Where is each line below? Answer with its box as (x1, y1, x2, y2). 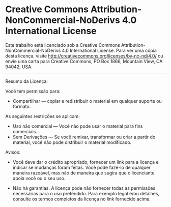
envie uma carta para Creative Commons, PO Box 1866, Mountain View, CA (5, 58, 163, 64)
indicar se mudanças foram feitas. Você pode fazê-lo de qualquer (12, 164, 151, 170)
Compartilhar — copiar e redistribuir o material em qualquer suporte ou (12, 98, 162, 104)
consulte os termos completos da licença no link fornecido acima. (12, 196, 151, 202)
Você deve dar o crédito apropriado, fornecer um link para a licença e (12, 159, 159, 165)
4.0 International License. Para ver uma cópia (62, 47, 157, 53)
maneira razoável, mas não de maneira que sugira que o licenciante (12, 169, 155, 176)
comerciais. (12, 128, 37, 134)
